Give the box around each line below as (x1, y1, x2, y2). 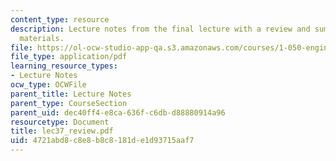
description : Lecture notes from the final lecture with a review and (10, 24, 311, 34)
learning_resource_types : (10, 61, 118, 71)
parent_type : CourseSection (10, 98, 128, 108)
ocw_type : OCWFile (10, 80, 87, 90)
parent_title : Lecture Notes (10, 89, 132, 99)
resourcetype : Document (10, 117, 110, 127)
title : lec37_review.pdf (10, 126, 114, 136)
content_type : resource (10, 14, 110, 25)
